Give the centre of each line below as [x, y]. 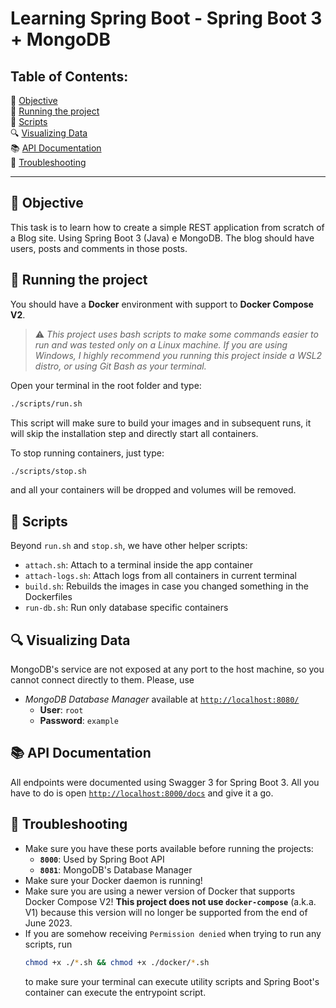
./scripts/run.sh [46, 403]
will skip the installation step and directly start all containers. [134, 433]
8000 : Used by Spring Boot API [102, 859]
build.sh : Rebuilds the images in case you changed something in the [166, 586]
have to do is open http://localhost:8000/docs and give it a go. [142, 793]
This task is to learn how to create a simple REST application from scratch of [167, 227]
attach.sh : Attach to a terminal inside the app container [138, 565]
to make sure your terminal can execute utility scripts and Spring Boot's [172, 981]
